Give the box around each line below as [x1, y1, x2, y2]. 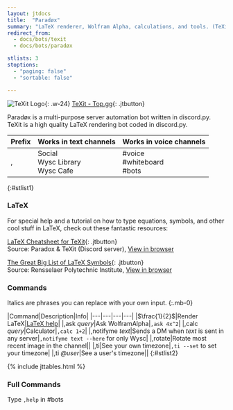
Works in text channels [37, 137, 116, 146]
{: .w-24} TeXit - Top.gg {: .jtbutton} [44, 99, 146, 108]
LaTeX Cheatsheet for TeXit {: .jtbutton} [7, 237, 118, 246]
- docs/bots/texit [13, 36, 67, 43]
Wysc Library [37, 157, 81, 166]
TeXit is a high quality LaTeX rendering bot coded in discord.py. [7, 120, 188, 128]
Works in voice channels [122, 137, 206, 146]
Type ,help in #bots [7, 395, 64, 404]
